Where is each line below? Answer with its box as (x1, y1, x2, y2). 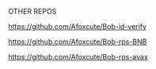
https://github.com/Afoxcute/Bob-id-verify (8, 22, 146, 31)
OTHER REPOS (8, 7, 57, 16)
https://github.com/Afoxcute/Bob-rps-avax (8, 53, 148, 61)
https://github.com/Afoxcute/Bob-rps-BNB (8, 37, 147, 46)
